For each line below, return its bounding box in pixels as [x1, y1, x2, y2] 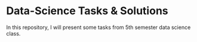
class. [6, 30, 21, 37]
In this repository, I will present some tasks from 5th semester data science [6, 24, 191, 31]
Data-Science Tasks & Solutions [6, 4, 168, 18]
